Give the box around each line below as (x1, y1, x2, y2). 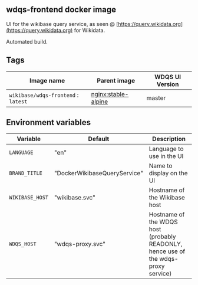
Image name (29, 76, 65, 84)
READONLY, (148, 240, 183, 248)
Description (152, 135, 186, 143)
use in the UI (148, 152, 184, 160)
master (146, 94, 166, 102)
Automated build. (6, 38, 48, 45)
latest (9, 98, 28, 105)
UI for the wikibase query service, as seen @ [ (6, 20, 118, 27)
